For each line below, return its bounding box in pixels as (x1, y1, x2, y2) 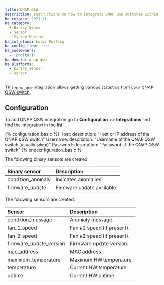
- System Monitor (9, 35, 45, 40)
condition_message (7, 216, 53, 223)
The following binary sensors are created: (5, 156, 89, 162)
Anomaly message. (70, 216, 114, 223)
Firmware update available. (55, 184, 118, 191)
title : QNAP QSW (5, 7, 38, 12)
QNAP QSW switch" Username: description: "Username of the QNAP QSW (5, 136, 155, 142)
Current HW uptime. (70, 272, 116, 279)
